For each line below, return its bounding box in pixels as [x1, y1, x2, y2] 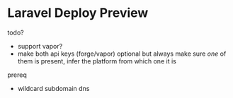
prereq [7, 71, 27, 79]
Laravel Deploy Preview [7, 5, 149, 21]
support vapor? [17, 42, 63, 50]
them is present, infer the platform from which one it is [17, 56, 177, 65]
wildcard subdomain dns [17, 84, 90, 92]
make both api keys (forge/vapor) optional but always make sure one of [17, 49, 227, 58]
